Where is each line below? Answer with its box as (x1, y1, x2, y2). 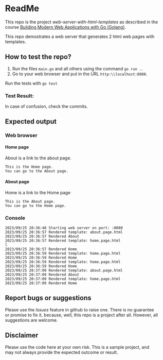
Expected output (5, 118, 57, 126)
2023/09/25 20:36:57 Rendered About (5, 234, 79, 239)
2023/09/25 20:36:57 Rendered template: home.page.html (5, 239, 121, 243)
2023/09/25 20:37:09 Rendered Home (5, 281, 77, 286)
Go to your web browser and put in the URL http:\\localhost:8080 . (12, 71, 147, 77)
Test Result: (5, 92, 34, 99)
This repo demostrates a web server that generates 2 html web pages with (5, 34, 155, 39)
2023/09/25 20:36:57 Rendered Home (5, 247, 77, 252)
